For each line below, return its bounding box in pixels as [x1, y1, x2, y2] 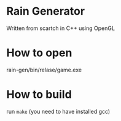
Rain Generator [6, 4, 85, 18]
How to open [6, 46, 72, 60]
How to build [6, 87, 72, 101]
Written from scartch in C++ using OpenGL [6, 24, 115, 32]
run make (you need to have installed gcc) [6, 108, 111, 115]
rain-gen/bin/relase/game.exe [6, 66, 82, 73]
